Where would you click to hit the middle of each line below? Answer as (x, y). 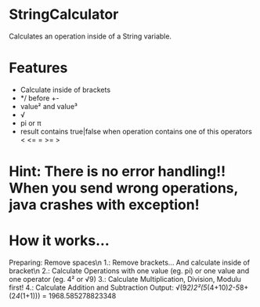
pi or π (31, 122)
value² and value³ (49, 106)
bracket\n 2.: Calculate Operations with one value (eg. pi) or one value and (129, 271)
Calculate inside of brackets (65, 90)
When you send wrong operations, (123, 188)
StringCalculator (64, 15)
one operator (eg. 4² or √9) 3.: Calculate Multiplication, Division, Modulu (125, 279)
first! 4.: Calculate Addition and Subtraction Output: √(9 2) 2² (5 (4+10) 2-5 (125, 287)
